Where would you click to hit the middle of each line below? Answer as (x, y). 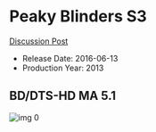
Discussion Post (39, 41)
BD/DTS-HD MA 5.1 (63, 96)
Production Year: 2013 (63, 68)
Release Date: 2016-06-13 (70, 58)
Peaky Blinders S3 (78, 16)
